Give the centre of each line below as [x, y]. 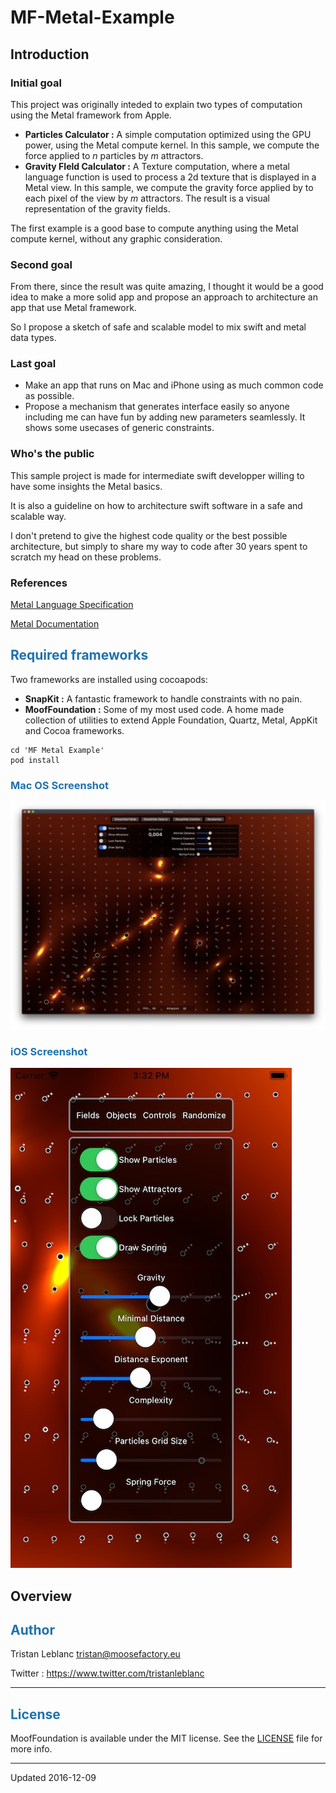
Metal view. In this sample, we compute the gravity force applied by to [169, 187]
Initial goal [36, 83]
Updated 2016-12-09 [53, 1778]
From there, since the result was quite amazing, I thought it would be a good [167, 287]
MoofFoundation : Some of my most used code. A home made [154, 709]
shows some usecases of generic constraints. [119, 428]
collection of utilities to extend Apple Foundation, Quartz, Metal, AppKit [171, 720]
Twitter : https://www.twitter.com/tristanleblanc [107, 1673]
